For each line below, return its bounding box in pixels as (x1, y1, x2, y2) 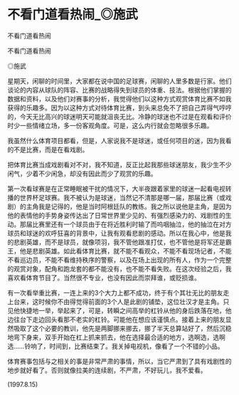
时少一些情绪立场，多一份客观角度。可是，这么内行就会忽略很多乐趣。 (7, 121, 213, 130)
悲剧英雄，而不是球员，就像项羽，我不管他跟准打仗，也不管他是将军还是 (13, 238, 225, 246)
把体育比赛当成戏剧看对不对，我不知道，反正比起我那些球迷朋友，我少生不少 (7, 160, 232, 169)
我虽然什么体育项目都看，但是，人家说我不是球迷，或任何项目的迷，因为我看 (7, 136, 232, 144)
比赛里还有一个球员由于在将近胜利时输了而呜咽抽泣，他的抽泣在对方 (31, 220, 232, 228)
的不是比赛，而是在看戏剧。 (7, 145, 89, 154)
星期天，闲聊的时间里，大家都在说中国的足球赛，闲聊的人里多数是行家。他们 (7, 76, 232, 85)
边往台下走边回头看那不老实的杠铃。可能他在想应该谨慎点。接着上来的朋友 (7, 315, 225, 324)
